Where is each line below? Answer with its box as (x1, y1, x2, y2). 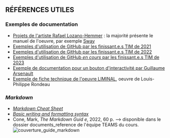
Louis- (140, 75, 155, 82)
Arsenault (12, 70, 33, 76)
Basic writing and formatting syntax (12, 111, 89, 117)
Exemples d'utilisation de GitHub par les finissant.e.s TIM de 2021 (12, 43, 151, 49)
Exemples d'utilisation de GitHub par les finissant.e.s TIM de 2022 (12, 48, 152, 54)
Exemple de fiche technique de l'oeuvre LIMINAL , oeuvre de (12, 75, 140, 82)
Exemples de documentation (5, 21, 78, 28)
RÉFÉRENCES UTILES (5, 6, 74, 14)
